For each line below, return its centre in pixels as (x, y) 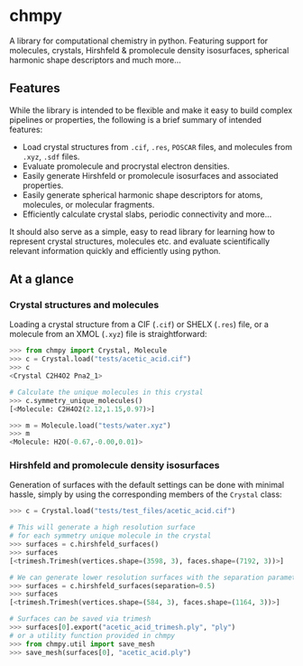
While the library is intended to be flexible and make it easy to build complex (151, 110)
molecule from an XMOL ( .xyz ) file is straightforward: (108, 334)
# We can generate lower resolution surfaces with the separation (137, 577)
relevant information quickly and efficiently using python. (115, 250)
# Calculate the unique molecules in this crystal (106, 392)
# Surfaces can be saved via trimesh (80, 619)
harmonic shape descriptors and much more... (96, 60)
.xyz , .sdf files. (51, 156)
